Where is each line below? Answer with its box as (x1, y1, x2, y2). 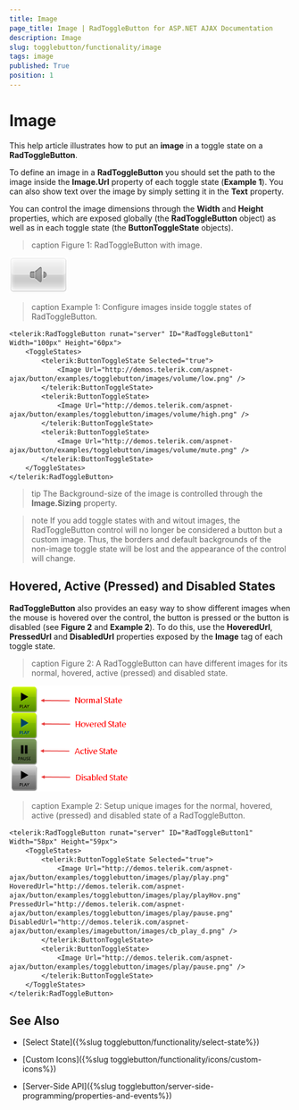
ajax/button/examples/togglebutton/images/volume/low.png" (9, 374, 234, 383)
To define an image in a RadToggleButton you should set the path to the (9, 166, 276, 178)
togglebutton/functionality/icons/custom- (110, 1055, 262, 1065)
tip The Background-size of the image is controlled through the (30, 488, 263, 499)
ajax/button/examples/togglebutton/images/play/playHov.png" (9, 890, 242, 900)
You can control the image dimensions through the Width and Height (9, 203, 264, 214)
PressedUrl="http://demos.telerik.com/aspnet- (9, 899, 186, 909)
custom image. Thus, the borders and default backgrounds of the (30, 534, 272, 544)
